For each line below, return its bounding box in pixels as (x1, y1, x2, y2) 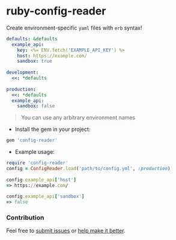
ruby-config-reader (6, 4, 106, 18)
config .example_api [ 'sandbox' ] (6, 194, 85, 200)
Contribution (6, 213, 44, 222)
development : (6, 69, 39, 76)
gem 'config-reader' (6, 137, 58, 144)
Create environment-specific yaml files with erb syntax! (6, 24, 142, 31)
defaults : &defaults (6, 36, 58, 42)
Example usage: (14, 148, 55, 156)
